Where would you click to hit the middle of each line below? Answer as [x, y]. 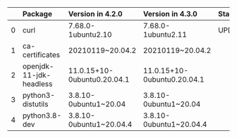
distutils [35, 104]
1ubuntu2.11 [165, 34]
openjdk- [38, 66]
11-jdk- [37, 75]
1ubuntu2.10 [90, 34]
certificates [41, 55]
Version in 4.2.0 [95, 14]
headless [37, 84]
